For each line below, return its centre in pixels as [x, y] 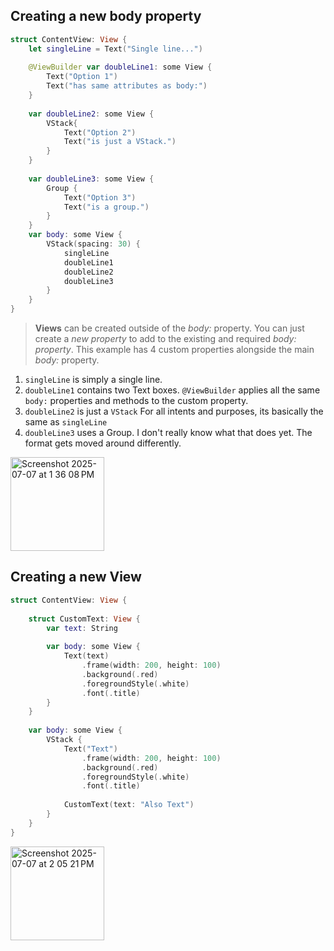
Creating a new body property [106, 16]
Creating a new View [76, 577]
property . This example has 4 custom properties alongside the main [174, 350]
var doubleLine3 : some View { [91, 179]
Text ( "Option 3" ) [100, 197]
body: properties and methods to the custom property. [136, 401]
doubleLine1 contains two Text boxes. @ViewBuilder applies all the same [172, 390]
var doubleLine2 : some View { [91, 114]
